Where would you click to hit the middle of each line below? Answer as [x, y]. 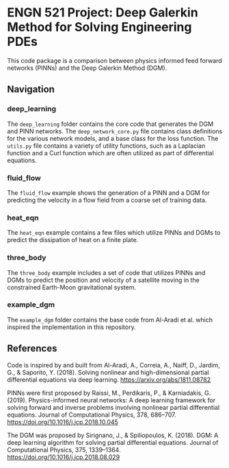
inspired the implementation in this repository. [71, 327]
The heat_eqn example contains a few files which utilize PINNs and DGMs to [114, 233]
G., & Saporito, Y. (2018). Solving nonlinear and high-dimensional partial [108, 372]
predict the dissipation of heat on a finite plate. [73, 240]
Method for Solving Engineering [99, 27]
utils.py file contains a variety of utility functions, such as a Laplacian [106, 146]
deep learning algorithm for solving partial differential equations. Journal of [113, 442]
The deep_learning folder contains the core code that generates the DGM [110, 124]
